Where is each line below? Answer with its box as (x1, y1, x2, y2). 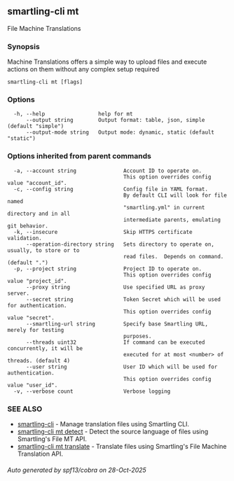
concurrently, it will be (7, 344, 83, 352)
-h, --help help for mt (13, 111, 133, 118)
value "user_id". (7, 382, 58, 389)
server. (7, 290, 30, 297)
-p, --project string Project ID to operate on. (13, 265, 202, 272)
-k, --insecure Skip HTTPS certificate (13, 228, 193, 235)
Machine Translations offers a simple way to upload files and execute (7, 57, 207, 66)
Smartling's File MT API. (17, 435, 88, 443)
